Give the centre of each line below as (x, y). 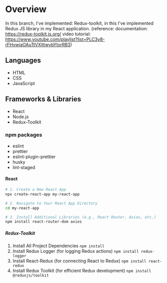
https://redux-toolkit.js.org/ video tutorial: (48, 34)
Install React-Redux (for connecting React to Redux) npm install (79, 261)
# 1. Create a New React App (36, 190)
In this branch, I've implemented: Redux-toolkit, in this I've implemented (79, 23)
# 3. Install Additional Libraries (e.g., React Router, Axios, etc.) (81, 217)
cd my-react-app (22, 208)
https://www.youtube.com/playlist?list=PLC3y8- (55, 39)
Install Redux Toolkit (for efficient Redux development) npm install (82, 271)
